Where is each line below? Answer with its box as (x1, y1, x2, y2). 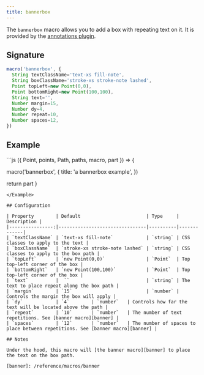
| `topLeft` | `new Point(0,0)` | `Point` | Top (6, 256, 191, 262)
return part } (6, 180, 38, 187)
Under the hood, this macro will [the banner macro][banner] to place (6, 347, 191, 353)
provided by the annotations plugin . (6, 32, 96, 40)
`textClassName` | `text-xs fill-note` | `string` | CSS (12, 234, 191, 240)
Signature (6, 50, 45, 61)
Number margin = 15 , (12, 100, 59, 106)
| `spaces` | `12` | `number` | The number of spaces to (6, 320, 196, 326)
